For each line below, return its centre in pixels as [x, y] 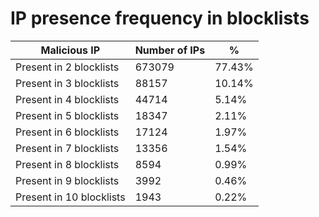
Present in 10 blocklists [70, 197]
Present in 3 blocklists [67, 83]
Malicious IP [70, 50]
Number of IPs [170, 50]
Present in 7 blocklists [67, 148]
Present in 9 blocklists [67, 180]
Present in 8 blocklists [67, 164]
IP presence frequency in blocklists [160, 18]
